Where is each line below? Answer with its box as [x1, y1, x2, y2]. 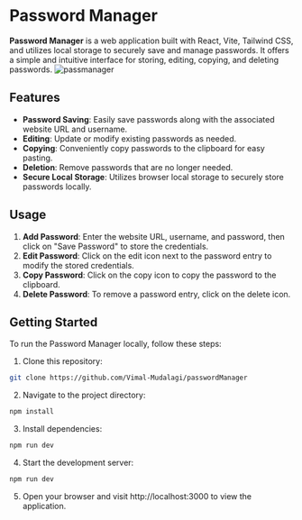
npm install [9, 407, 54, 416]
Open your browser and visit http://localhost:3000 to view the [22, 490, 252, 501]
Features [9, 90, 60, 105]
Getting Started [9, 315, 98, 330]
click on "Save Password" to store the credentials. [22, 241, 209, 251]
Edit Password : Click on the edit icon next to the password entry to [22, 250, 272, 261]
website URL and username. [22, 123, 128, 134]
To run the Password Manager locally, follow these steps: [9, 339, 223, 350]
